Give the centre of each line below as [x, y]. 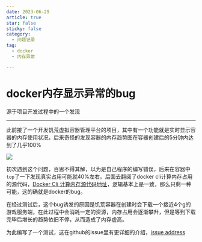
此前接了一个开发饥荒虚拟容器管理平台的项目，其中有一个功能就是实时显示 [98, 129]
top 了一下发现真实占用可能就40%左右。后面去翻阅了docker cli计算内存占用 [99, 176]
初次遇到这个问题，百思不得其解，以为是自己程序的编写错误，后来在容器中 [98, 169]
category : [19, 34]
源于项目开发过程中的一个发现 [43, 111]
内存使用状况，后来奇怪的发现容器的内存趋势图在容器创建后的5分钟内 [103, 137]
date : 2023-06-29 [28, 12]
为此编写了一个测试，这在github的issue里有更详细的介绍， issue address [96, 232]
